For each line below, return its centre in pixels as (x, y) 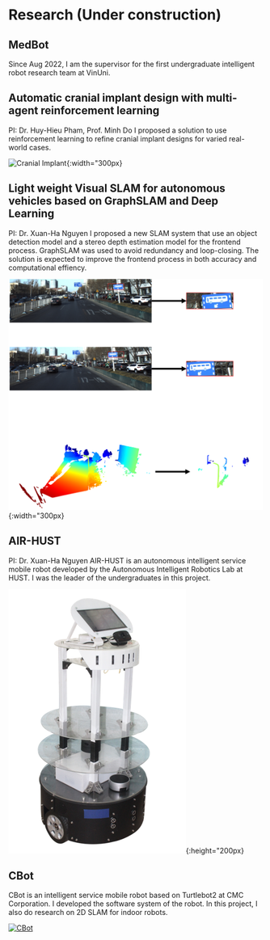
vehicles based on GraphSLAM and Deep (114, 201)
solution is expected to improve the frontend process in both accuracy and (133, 259)
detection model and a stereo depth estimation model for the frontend (124, 242)
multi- (221, 98)
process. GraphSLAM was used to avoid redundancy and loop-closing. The (134, 250)
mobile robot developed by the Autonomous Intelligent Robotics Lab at (126, 569)
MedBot (29, 45)
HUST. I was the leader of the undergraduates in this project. (110, 577)
